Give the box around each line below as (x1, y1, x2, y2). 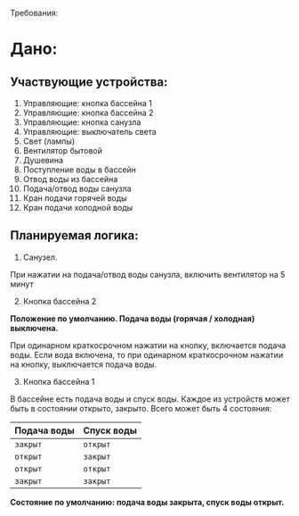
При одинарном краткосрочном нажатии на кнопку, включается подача (10, 339, 287, 351)
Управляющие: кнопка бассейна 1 (22, 98, 152, 108)
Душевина (22, 155, 64, 165)
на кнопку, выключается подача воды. (10, 359, 158, 370)
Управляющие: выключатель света (22, 127, 157, 137)
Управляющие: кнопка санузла (22, 117, 141, 128)
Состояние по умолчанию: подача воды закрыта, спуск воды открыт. (10, 496, 285, 507)
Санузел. (22, 252, 58, 262)
